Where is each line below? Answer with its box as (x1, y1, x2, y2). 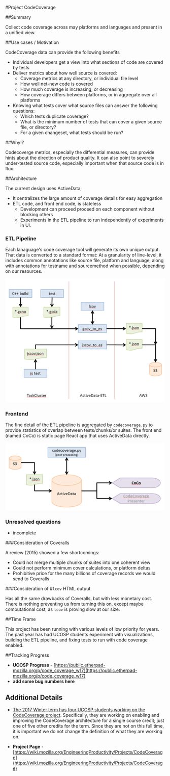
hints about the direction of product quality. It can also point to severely (5, 155, 155, 161)
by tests (12, 65, 29, 70)
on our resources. (5, 268, 43, 274)
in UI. (20, 222, 31, 228)
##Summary (5, 14, 31, 20)
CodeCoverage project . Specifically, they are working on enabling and (12, 712, 160, 718)
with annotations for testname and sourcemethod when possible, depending (5, 263, 165, 269)
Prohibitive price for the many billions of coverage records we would (12, 571, 156, 577)
